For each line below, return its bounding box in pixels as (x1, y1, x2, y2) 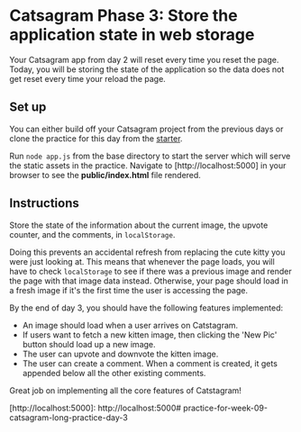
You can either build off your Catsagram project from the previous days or (9, 123, 284, 134)
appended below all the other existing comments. (22, 367, 206, 378)
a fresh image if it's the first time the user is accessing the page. (9, 284, 249, 295)
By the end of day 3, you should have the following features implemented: (9, 302, 284, 313)
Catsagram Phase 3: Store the (9, 5, 238, 26)
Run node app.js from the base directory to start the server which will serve (9, 150, 291, 161)
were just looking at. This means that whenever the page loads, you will (9, 256, 275, 266)
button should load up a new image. (22, 338, 156, 349)
